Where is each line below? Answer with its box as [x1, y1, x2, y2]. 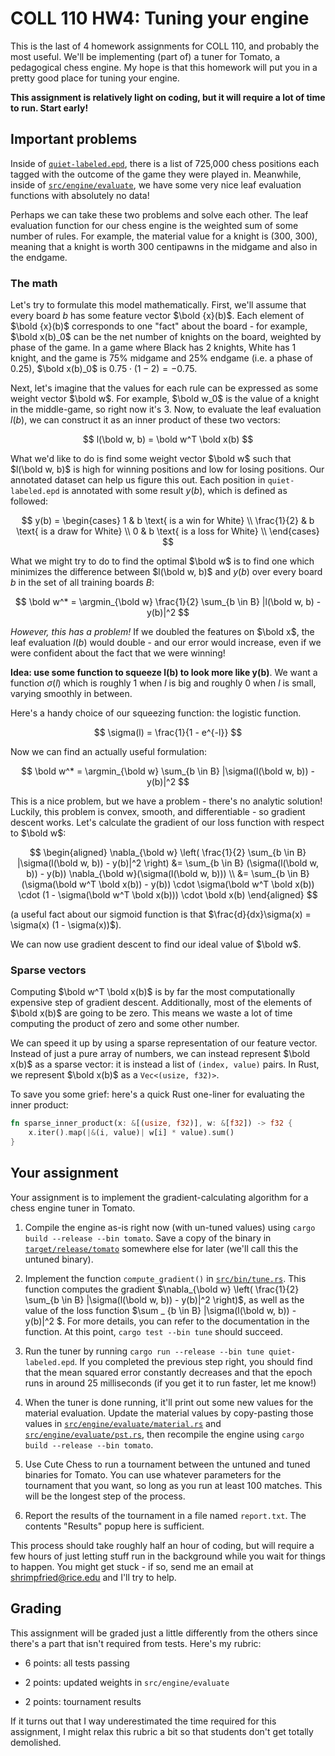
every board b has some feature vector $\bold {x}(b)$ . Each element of [10, 310, 305, 322]
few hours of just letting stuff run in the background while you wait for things [10, 1550, 326, 1562]
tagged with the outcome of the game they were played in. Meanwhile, [10, 168, 302, 180]
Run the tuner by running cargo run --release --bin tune [24, 1345, 265, 1357]
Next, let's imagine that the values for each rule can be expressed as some [10, 382, 319, 394]
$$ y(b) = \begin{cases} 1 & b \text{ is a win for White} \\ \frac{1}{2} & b [21, 515, 315, 527]
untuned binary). [24, 1253, 94, 1265]
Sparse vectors [10, 963, 87, 977]
